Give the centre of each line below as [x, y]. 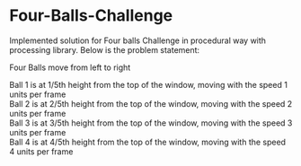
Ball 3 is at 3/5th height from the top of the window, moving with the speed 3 [151, 123]
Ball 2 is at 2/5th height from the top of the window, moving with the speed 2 [151, 103]
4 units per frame [41, 151]
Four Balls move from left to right [70, 67]
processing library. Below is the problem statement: [105, 49]
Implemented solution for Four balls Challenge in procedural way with [138, 40]
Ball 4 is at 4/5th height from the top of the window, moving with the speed [147, 142]
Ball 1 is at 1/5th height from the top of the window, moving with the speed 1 [148, 84]
